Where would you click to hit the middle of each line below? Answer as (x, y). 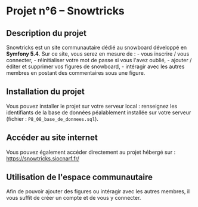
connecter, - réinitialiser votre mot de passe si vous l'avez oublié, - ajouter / (99, 60)
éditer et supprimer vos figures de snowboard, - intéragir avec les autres (95, 66)
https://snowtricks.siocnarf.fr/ (43, 158)
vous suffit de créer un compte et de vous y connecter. (74, 198)
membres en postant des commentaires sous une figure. (76, 73)
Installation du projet (45, 92)
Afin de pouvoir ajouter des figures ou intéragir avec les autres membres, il (98, 191)
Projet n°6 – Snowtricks (66, 11)
